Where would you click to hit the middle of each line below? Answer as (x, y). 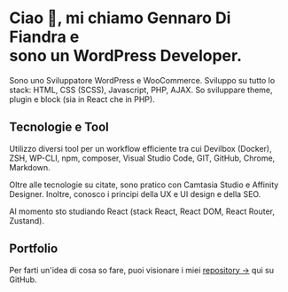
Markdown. (30, 167)
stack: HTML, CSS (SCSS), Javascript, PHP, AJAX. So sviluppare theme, (141, 90)
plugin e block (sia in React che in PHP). (82, 99)
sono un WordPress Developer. (125, 56)
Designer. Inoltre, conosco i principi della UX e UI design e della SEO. (135, 193)
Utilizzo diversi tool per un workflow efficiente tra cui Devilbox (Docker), (140, 148)
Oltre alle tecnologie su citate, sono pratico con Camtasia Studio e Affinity (144, 185)
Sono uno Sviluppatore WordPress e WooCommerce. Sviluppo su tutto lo (142, 80)
